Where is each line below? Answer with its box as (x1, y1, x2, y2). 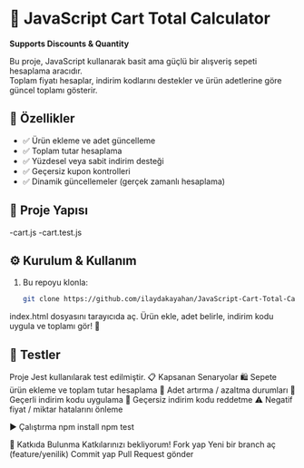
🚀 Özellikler (9, 111, 75, 126)
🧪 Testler (9, 346, 61, 362)
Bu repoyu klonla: (22, 277, 89, 288)
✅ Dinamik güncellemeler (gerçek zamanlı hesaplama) (22, 176, 225, 187)
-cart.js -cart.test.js (9, 227, 83, 238)
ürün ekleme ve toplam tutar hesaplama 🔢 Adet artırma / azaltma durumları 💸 (9, 385, 296, 395)
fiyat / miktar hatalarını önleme (9, 404, 123, 415)
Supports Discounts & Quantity (9, 38, 130, 49)
